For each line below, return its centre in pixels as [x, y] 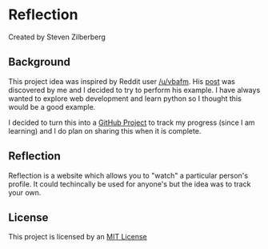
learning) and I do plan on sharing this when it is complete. [105, 131]
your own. [25, 192]
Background [39, 62]
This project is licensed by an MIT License [78, 237]
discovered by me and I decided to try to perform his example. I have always [134, 90]
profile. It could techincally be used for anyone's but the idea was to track [130, 184]
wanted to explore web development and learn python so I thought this [125, 98]
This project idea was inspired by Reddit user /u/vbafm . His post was [122, 81]
